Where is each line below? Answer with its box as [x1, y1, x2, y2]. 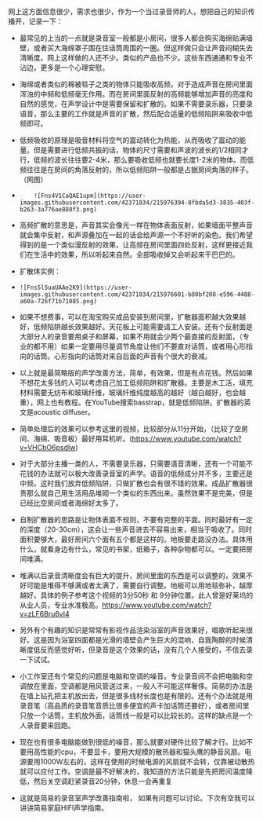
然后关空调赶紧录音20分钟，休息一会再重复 [33, 777, 173, 785]
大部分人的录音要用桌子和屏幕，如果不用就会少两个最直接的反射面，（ [19, 332, 243, 341]
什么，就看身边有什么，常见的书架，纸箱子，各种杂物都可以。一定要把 [19, 544, 247, 554]
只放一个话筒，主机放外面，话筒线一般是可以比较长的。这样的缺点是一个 [19, 711, 253, 720]
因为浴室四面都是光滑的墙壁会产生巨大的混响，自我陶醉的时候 [46, 635, 247, 644]
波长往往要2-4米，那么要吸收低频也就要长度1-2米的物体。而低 [53, 156, 254, 164]
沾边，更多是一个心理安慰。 [19, 63, 110, 72]
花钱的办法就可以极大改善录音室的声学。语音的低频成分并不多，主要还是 [19, 469, 253, 478]
